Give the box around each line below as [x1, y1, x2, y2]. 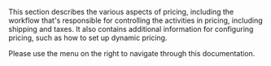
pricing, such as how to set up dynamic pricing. [8, 33, 168, 42]
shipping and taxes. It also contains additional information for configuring [8, 24, 254, 33]
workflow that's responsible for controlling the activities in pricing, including [8, 15, 263, 25]
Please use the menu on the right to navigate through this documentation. [8, 49, 256, 58]
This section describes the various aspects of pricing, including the [8, 7, 234, 16]
